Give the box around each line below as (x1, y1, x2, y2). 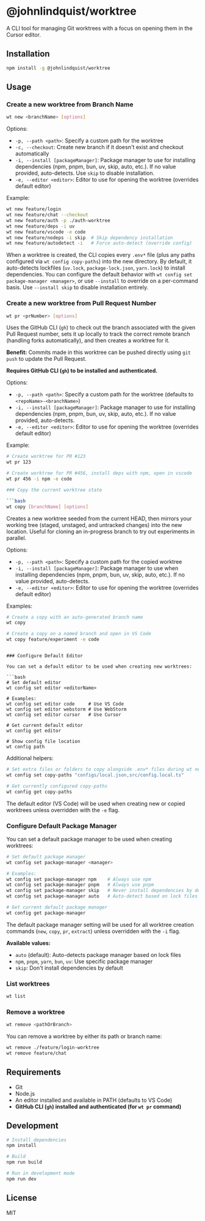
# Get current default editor (6, 723, 84, 729)
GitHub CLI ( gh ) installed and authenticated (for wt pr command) (15, 1102, 182, 1110)
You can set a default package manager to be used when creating (6, 835, 172, 843)
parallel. (6, 534, 27, 542)
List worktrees (6, 979, 50, 988)
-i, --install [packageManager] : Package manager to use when (15, 564, 179, 572)
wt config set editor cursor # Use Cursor (6, 712, 121, 718)
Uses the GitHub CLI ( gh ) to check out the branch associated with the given (6, 324, 196, 331)
